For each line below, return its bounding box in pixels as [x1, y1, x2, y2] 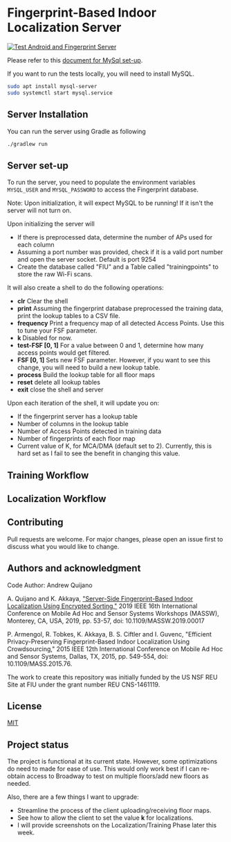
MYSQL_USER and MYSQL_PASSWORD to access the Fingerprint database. [7, 185, 199, 194]
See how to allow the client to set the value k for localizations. [17, 814, 194, 822]
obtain [7, 772, 26, 780]
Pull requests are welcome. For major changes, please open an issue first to [7, 534, 223, 543]
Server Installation [7, 109, 89, 121]
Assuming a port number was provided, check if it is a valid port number [17, 248, 223, 256]
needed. [7, 780, 31, 788]
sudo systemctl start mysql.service [7, 89, 113, 96]
